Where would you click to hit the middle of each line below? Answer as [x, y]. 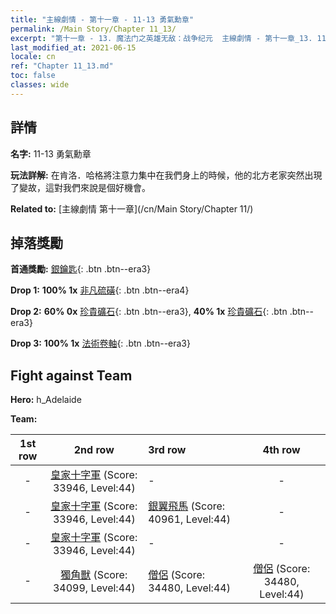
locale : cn [33, 57]
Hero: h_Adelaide [46, 400]
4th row [281, 450]
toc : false [33, 76]
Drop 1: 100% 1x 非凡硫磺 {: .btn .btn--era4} [100, 290]
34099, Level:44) [94, 588]
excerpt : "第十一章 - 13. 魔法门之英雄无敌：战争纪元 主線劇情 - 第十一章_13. [161, 38]
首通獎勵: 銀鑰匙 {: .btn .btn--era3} [81, 269]
